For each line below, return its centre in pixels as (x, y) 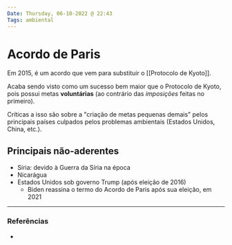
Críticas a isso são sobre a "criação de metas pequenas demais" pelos (108, 115)
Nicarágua (32, 175)
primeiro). (21, 101)
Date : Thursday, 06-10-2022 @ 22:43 (60, 13)
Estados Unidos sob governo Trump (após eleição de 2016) (101, 182)
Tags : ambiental (30, 20)
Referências (28, 222)
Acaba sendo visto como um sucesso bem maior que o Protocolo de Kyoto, (114, 86)
